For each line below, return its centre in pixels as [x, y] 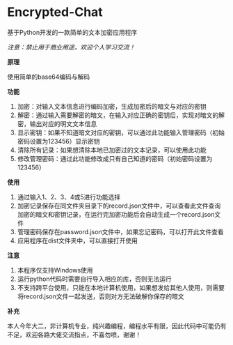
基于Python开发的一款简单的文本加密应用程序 [72, 32]
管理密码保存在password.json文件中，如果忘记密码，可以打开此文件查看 [120, 231]
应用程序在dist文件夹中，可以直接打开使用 [77, 240]
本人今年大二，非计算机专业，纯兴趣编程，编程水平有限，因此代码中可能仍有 [117, 325]
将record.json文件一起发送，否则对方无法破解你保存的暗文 [101, 296]
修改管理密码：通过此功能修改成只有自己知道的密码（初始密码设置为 [115, 158]
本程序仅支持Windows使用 [55, 270]
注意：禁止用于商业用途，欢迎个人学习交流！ [71, 47]
